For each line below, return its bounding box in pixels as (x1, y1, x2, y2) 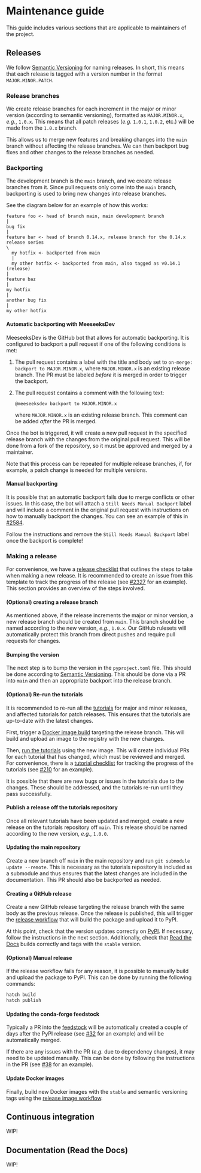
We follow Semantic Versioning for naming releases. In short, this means (6, 64, 185, 71)
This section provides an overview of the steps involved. (6, 585, 145, 592)
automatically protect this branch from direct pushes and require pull (6, 631, 175, 638)
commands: (6, 980, 36, 988)
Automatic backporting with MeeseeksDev (6, 320, 115, 328)
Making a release (6, 552, 57, 560)
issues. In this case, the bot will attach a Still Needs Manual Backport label (6, 499, 191, 507)
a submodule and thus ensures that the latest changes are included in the (6, 870, 187, 877)
